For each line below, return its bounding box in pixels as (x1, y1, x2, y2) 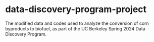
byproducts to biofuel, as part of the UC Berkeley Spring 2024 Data (5, 25, 145, 31)
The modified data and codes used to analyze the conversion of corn (5, 20, 149, 26)
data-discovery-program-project (5, 4, 147, 15)
